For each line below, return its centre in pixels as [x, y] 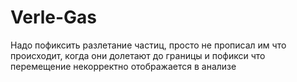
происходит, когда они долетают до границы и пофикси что [138, 55]
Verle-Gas [54, 17]
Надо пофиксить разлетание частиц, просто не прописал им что [148, 45]
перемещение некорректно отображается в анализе [123, 66]
